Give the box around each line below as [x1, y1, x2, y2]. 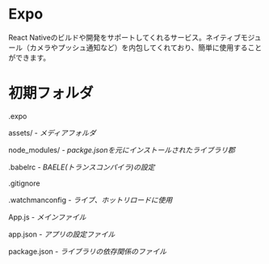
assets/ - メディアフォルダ [8, 128, 97, 137]
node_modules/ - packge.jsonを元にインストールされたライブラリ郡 [8, 145, 236, 154]
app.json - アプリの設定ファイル [8, 229, 116, 239]
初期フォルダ [8, 84, 95, 103]
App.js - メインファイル [8, 212, 86, 222]
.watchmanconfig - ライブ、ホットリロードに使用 [8, 195, 173, 204]
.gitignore [8, 178, 40, 188]
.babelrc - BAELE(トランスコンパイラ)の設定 [8, 162, 155, 172]
